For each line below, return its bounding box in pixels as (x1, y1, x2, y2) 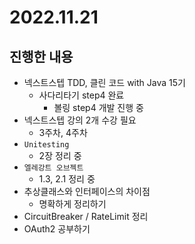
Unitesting (23, 140, 70, 150)
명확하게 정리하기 (38, 198, 107, 210)
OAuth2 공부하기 (23, 223, 91, 235)
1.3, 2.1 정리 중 (38, 173, 96, 185)
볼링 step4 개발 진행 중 (53, 102, 144, 113)
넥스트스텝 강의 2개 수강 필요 (23, 114, 137, 126)
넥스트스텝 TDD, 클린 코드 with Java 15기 (23, 77, 186, 88)
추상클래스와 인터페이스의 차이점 (23, 186, 151, 197)
